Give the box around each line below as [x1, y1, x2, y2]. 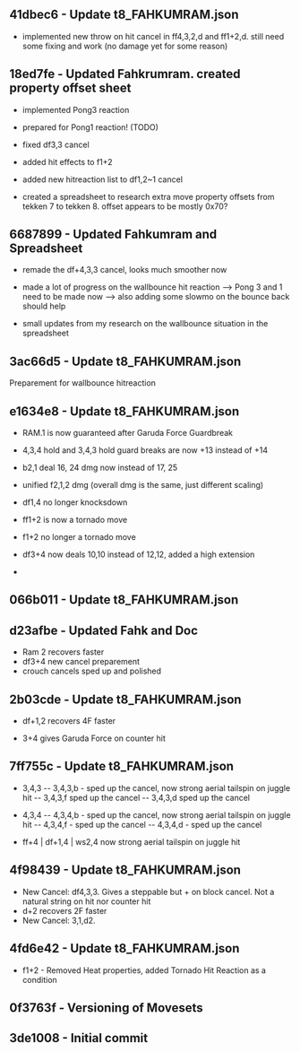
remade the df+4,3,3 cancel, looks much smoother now [21, 265, 227, 275]
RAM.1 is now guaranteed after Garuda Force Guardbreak [21, 428, 233, 439]
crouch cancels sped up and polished [21, 665, 162, 676]
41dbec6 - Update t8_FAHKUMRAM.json [9, 7, 239, 22]
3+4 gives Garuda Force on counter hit [21, 733, 166, 743]
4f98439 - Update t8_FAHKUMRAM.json [9, 863, 242, 878]
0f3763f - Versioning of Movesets [9, 1000, 203, 1015]
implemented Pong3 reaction [21, 104, 130, 115]
